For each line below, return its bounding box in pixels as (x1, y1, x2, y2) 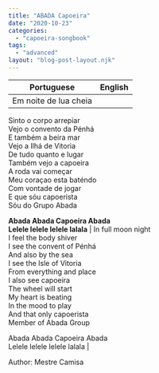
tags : (8, 42, 26, 50)
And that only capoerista (8, 309, 89, 319)
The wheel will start (8, 284, 73, 293)
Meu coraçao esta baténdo (8, 175, 97, 185)
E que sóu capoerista (8, 192, 78, 201)
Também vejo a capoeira (8, 157, 89, 168)
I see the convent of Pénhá (8, 241, 97, 251)
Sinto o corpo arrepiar (8, 115, 81, 125)
